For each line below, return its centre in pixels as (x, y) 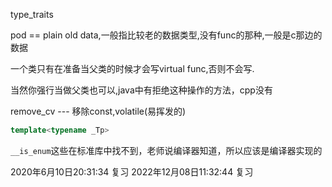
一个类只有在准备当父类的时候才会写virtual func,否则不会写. (132, 68)
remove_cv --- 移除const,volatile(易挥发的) (98, 111)
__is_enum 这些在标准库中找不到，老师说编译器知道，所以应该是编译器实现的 (166, 150)
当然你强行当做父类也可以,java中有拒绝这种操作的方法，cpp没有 (141, 90)
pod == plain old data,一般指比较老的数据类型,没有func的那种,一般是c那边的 (166, 35)
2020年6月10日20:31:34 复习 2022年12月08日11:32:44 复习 (132, 171)
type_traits (32, 14)
